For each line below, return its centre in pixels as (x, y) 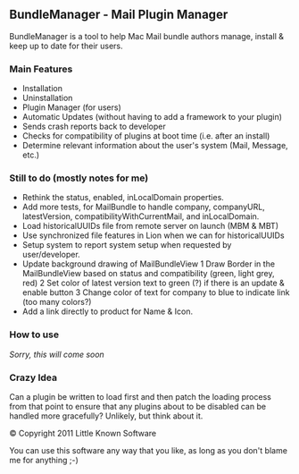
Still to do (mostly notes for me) (79, 178)
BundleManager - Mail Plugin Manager (119, 15)
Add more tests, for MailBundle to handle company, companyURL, (143, 207)
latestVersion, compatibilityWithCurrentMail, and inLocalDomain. (141, 216)
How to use (34, 334)
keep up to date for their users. (66, 46)
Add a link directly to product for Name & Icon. (108, 311)
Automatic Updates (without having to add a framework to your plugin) (152, 117)
